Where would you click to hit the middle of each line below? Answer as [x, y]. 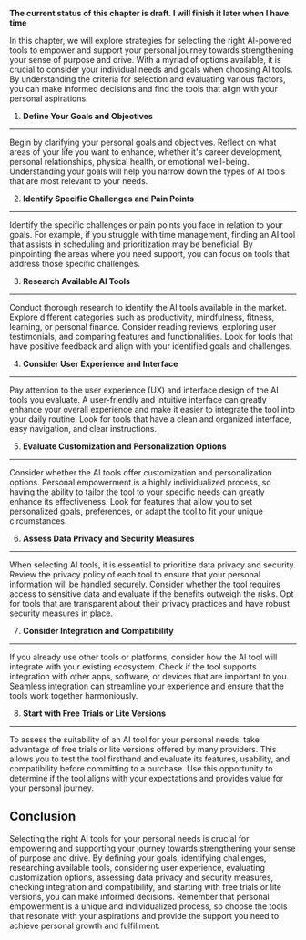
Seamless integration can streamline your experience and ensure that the [147, 686]
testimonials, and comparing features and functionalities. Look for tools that [151, 337]
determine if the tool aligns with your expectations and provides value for [147, 778]
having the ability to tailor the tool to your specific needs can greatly [138, 492]
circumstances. [38, 521]
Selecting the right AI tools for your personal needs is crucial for [129, 838]
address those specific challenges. [75, 264]
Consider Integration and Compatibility [98, 631]
